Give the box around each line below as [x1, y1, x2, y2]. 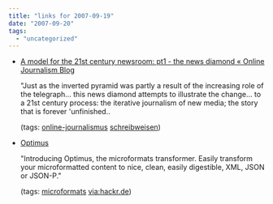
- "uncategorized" [15, 34, 79, 43]
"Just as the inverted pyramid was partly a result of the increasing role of [19, 81, 264, 91]
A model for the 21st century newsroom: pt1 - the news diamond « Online [19, 57, 265, 66]
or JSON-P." [19, 171, 62, 181]
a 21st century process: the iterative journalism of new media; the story [19, 98, 258, 108]
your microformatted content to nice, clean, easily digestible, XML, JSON [19, 163, 265, 172]
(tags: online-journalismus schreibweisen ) [19, 122, 161, 132]
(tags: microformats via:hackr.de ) [19, 187, 132, 197]
